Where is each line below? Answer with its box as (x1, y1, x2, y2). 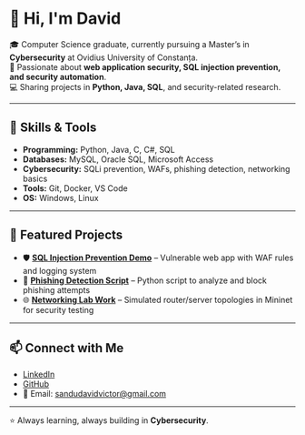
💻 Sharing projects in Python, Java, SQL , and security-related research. (9, 81, 281, 92)
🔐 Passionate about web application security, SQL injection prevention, (9, 61, 281, 72)
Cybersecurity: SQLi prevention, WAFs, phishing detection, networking (22, 163, 290, 174)
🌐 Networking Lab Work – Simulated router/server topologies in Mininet (22, 294, 293, 305)
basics (22, 173, 48, 184)
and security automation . (9, 71, 107, 82)
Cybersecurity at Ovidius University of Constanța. (9, 52, 198, 63)
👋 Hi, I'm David (9, 8, 122, 29)
